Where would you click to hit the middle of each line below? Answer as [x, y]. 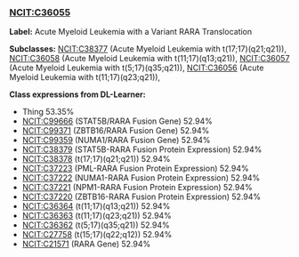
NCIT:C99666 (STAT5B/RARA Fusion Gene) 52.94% [117, 121]
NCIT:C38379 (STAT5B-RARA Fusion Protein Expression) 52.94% [142, 149]
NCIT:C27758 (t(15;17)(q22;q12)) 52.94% [97, 235]
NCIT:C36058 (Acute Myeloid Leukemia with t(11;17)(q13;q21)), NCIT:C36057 [149, 59]
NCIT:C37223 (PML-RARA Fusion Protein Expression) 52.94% [135, 169]
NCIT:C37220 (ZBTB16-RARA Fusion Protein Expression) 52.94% [141, 197]
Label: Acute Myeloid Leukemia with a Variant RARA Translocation [131, 32]
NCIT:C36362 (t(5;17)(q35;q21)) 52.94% [96, 225]
